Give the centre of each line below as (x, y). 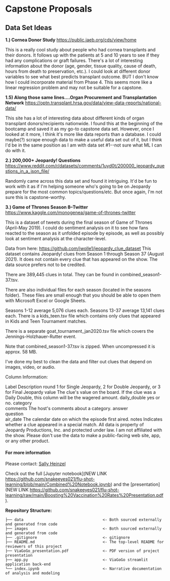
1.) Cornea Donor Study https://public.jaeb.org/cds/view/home (71, 40)
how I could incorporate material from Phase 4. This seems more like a (79, 82)
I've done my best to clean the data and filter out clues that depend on (78, 361)
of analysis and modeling (32, 573)
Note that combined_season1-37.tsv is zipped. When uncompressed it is (80, 346)
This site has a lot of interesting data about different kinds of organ (75, 118)
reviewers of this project (34, 547)
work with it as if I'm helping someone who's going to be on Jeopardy (78, 186)
